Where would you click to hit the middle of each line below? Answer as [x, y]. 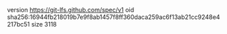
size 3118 [44, 24]
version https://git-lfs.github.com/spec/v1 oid [71, 10]
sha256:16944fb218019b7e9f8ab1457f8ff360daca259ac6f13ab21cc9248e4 [113, 17]
